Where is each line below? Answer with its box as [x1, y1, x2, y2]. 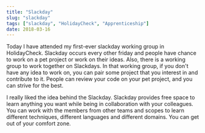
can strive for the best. [6, 82, 64, 89]
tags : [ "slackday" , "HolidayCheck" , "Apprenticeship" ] [6, 20, 149, 26]
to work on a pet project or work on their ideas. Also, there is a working [6, 56, 185, 63]
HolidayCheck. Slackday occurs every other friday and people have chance [6, 50, 197, 57]
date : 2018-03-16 [6, 26, 51, 32]
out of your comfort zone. [6, 120, 72, 127]
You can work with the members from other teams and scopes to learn [6, 107, 185, 114]
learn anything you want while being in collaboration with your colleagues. [6, 101, 194, 108]
